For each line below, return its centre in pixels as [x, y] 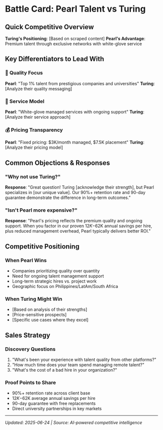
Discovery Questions [30, 349]
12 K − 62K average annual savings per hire [54, 398]
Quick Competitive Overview [49, 27]
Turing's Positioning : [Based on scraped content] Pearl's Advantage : [75, 38]
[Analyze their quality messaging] [39, 89]
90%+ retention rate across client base [51, 393]
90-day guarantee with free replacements [54, 403]
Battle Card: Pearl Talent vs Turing [75, 9]
